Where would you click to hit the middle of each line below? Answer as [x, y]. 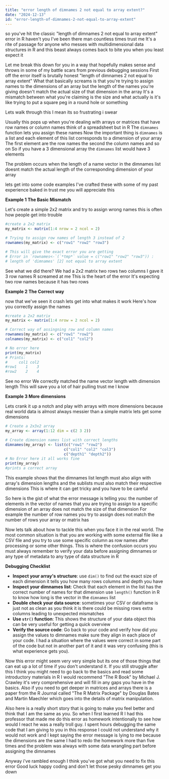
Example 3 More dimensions [36, 397]
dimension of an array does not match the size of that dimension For [76, 509]
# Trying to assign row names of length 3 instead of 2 [65, 238]
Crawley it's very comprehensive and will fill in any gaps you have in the [80, 682]
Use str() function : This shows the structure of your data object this [84, 619]
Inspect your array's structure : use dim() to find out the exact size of [85, 576]
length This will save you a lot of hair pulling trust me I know [67, 386]
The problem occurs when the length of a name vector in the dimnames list [83, 164]
